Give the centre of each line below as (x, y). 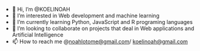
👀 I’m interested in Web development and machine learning (85, 16)
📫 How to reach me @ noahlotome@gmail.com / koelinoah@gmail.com (100, 41)
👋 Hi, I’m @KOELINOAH (41, 9)
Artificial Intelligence (38, 35)
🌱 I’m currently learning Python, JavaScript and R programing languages (102, 22)
